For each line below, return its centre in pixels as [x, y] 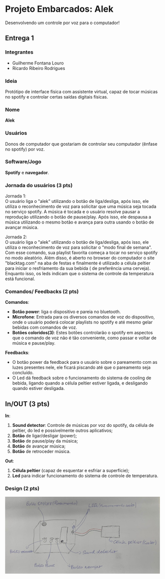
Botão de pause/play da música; [45, 441]
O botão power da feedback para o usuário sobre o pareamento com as [85, 362]
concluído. [23, 373]
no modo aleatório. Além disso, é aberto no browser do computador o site [80, 258]
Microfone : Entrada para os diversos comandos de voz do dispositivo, [83, 317]
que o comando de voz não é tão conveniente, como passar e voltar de [84, 338]
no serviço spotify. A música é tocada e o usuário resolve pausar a [72, 212]
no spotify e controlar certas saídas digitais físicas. [56, 96]
